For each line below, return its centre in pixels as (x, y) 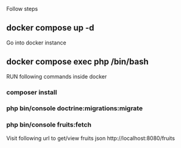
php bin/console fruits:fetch (49, 125)
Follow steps (22, 9)
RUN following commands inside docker (57, 76)
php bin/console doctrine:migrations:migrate (75, 108)
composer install (32, 92)
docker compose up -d (50, 28)
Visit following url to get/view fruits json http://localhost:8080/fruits (91, 138)
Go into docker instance (36, 43)
